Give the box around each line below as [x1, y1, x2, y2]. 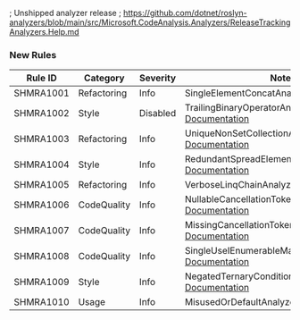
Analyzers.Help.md [9, 27, 79, 37]
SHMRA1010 [13, 296, 70, 308]
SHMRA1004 [13, 158, 70, 171]
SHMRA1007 [13, 224, 70, 237]
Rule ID [26, 72, 58, 84]
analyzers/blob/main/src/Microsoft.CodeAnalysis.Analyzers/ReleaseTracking [9, 17, 291, 28]
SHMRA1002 [13, 107, 70, 120]
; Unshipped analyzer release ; [9, 8, 122, 18]
